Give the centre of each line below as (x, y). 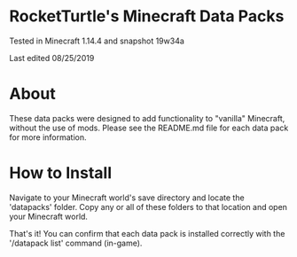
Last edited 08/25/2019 (52, 58)
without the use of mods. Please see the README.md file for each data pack (149, 128)
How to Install (61, 173)
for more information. (48, 137)
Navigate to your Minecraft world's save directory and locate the (127, 198)
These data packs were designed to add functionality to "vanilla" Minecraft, (147, 118)
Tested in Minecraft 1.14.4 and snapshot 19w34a (97, 41)
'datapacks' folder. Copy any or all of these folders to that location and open (148, 206)
